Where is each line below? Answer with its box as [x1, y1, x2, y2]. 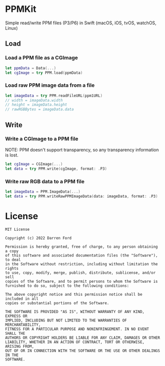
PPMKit [5, 3, 37, 15]
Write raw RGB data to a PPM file [5, 178, 85, 185]
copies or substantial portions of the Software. [5, 301, 110, 306]
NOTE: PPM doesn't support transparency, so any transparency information [5, 147, 159, 153]
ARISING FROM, [5, 344, 35, 349]
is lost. [5, 152, 19, 158]
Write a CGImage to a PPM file [5, 135, 79, 142]
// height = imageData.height [5, 103, 68, 107]
